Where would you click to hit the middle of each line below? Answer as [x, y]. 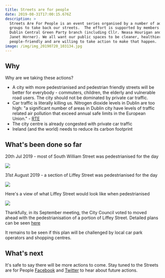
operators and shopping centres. [38, 238]
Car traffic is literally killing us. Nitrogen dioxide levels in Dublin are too [83, 103]
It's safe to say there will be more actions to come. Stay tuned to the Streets [82, 265]
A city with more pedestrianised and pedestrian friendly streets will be [83, 87]
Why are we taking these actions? [39, 78]
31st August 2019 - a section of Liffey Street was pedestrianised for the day [82, 175]
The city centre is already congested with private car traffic [72, 124]
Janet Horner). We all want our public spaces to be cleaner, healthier [85, 37]
